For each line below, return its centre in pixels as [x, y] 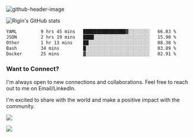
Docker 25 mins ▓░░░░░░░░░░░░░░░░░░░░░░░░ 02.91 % [91, 54]
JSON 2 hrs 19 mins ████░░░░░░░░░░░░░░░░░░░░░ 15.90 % [91, 37]
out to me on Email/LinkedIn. [41, 88]
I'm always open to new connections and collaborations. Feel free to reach [97, 82]
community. [20, 106]
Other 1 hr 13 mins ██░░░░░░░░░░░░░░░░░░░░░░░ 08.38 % [91, 43]
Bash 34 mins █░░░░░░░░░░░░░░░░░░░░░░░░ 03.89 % [91, 48]
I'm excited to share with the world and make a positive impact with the [93, 100]
